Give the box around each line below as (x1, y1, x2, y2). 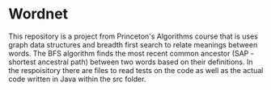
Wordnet (8, 5, 69, 23)
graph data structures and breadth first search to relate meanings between (8, 39, 258, 49)
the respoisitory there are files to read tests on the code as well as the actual (8, 65, 264, 75)
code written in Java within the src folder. (8, 74, 146, 84)
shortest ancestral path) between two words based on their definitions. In (8, 57, 253, 67)
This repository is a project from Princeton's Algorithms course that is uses (8, 31, 259, 41)
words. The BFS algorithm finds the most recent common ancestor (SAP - (8, 48, 255, 58)
